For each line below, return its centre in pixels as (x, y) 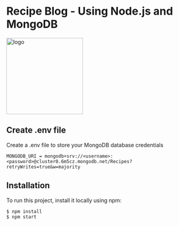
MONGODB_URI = (24, 156)
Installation (28, 185)
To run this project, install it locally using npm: (64, 200)
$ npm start (21, 217)
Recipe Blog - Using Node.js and (90, 11)
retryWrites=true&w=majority (43, 167)
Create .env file (36, 130)
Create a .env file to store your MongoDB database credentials (85, 145)
